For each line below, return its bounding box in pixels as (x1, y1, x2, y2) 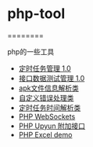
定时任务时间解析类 (18, 103, 81, 112)
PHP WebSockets (18, 112, 76, 121)
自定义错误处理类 (18, 93, 74, 102)
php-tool (7, 5, 66, 23)
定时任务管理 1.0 (18, 64, 71, 73)
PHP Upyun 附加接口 (18, 121, 86, 130)
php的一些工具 (7, 46, 55, 56)
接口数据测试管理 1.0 (18, 73, 85, 83)
